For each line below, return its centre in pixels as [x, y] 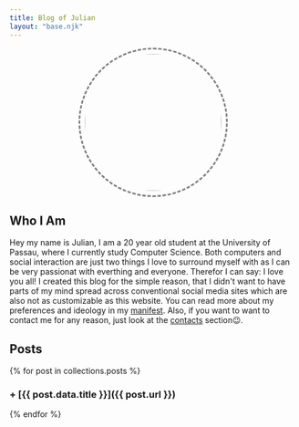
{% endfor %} [36, 414]
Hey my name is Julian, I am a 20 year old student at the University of [140, 243]
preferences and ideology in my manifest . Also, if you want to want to [140, 310]
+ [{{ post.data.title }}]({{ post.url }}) [93, 395]
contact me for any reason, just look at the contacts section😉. [126, 320]
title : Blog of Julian [52, 18]
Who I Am [38, 220]
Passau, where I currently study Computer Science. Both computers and [145, 253]
